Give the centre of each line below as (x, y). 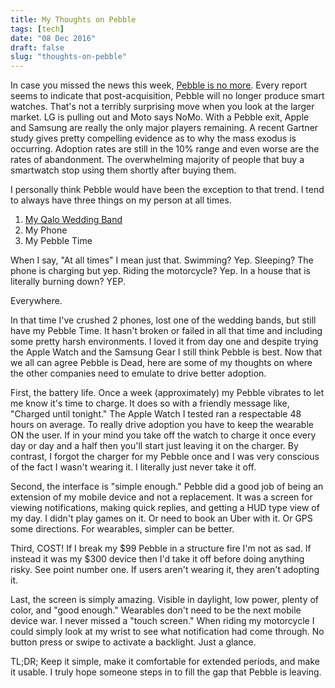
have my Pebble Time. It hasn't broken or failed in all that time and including (166, 331)
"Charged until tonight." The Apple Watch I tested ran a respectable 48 (156, 414)
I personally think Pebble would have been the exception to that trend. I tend (167, 190)
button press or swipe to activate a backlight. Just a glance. (133, 642)
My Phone (46, 230)
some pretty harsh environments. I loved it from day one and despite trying (164, 342)
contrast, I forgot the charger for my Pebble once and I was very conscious (165, 457)
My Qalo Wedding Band (73, 220)
